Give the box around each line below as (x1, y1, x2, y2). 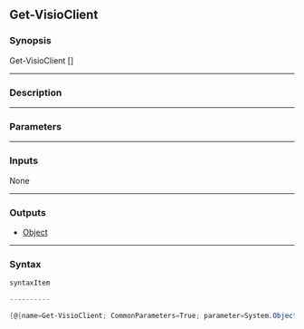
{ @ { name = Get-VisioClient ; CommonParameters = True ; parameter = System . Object (9, 311, 298, 320)
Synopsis (9, 34, 52, 47)
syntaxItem (9, 278, 51, 288)
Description (9, 86, 62, 99)
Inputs (9, 154, 39, 167)
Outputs (9, 206, 47, 218)
